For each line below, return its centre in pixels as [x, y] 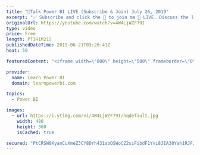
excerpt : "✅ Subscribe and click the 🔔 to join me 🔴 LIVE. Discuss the [97, 17]
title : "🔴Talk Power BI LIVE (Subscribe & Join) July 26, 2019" [87, 12]
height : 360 [32, 127]
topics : [16, 94]
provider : [18, 72]
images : [16, 110]
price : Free [21, 34]
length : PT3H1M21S [29, 39]
